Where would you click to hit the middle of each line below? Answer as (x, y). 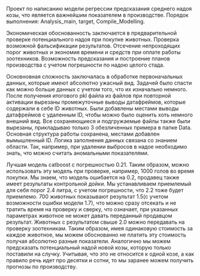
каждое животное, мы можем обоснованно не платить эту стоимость (96, 235)
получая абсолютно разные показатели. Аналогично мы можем (88, 241)
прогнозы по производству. (42, 267)
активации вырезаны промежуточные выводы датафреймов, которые (96, 102)
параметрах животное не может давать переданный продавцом (89, 216)
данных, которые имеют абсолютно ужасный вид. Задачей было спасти (99, 83)
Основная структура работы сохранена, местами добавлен (83, 134)
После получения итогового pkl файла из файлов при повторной (89, 96)
